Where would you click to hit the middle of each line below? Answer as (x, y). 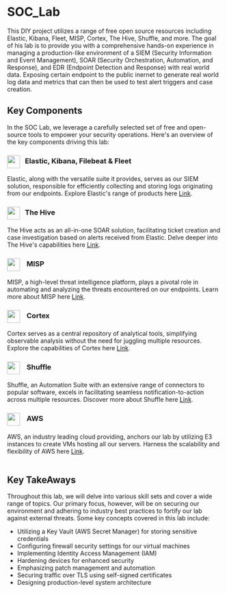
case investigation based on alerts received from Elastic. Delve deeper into (112, 238)
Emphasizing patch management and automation (86, 568)
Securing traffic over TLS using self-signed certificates (94, 575)
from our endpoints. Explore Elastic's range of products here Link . (100, 193)
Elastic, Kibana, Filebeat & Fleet (78, 161)
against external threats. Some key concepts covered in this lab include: (108, 518)
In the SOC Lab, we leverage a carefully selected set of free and (97, 127)
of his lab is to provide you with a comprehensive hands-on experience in (110, 45)
